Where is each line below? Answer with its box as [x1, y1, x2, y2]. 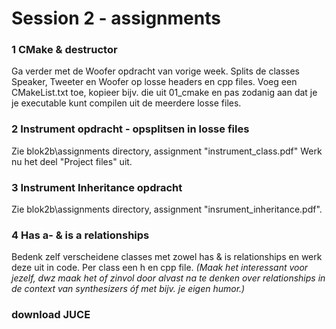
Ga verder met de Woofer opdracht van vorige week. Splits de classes [11, 65, 300, 77]
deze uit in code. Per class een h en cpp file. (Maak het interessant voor [11, 262, 309, 274]
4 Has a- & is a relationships [11, 228, 150, 242]
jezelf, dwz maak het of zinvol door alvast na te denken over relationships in [11, 272, 326, 284]
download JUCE [11, 308, 91, 322]
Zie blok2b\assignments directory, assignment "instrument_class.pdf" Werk [11, 145, 323, 157]
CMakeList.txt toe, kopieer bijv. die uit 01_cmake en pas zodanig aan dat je [11, 87, 318, 99]
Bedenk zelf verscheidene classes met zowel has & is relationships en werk [11, 251, 323, 263]
